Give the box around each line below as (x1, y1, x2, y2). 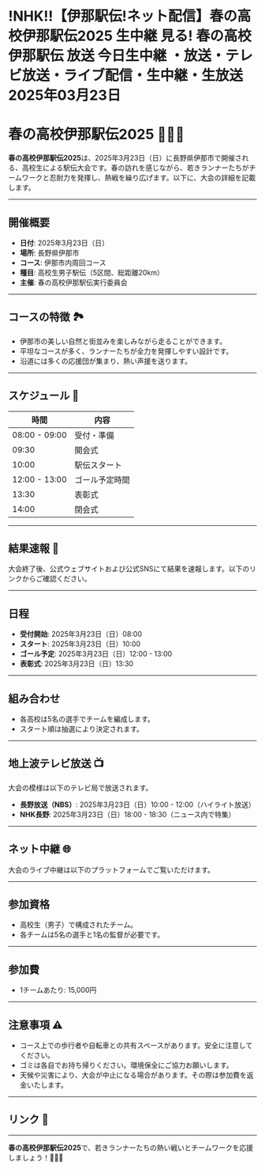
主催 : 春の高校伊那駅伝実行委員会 (19, 278, 128, 287)
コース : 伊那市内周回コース (19, 258, 106, 267)
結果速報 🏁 (8, 541, 59, 555)
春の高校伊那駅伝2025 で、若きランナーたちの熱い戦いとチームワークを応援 (8, 1142, 254, 1152)
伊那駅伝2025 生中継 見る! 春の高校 (22, 27, 252, 45)
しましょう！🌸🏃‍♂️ (8, 1153, 64, 1162)
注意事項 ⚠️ (8, 1018, 63, 1032)
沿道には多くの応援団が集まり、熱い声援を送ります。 (19, 356, 192, 365)
